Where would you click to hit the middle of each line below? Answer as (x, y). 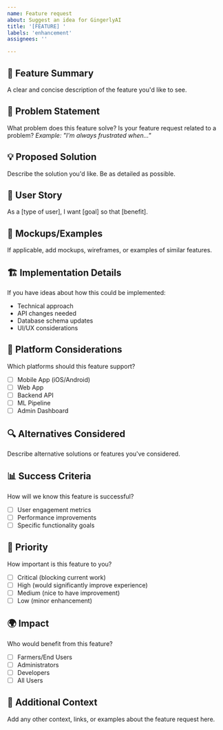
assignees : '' (28, 39)
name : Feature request (40, 13)
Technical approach (45, 306)
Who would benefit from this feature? (60, 643)
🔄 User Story (35, 195)
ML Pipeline (34, 403)
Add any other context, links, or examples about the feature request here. (111, 719)
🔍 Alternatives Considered (66, 434)
